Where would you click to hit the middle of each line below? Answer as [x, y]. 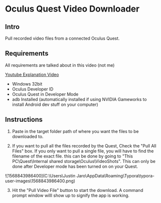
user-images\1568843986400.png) [40, 181]
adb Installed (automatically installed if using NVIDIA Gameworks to [79, 99]
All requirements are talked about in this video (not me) [60, 65]
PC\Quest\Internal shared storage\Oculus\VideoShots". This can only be [84, 161]
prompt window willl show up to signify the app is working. [71, 195]
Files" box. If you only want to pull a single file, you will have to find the [83, 151]
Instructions [24, 120]
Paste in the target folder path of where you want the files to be [75, 131]
